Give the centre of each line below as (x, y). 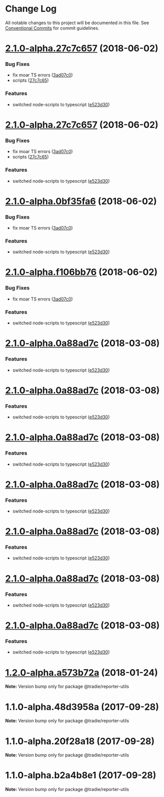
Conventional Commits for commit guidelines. (52, 28)
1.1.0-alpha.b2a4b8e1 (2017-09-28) (81, 775)
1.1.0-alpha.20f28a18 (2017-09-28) (80, 741)
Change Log (31, 9)
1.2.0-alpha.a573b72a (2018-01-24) (81, 672)
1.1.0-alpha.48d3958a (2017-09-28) (82, 707)
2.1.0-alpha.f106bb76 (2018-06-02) (81, 272)
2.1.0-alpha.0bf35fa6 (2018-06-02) (81, 201)
